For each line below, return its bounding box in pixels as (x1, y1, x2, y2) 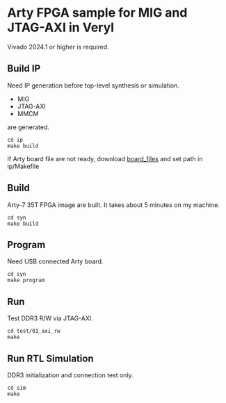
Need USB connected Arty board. (7, 257, 104, 265)
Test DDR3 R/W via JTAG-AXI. (7, 314, 94, 322)
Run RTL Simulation (7, 352, 94, 364)
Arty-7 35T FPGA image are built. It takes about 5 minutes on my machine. (7, 200, 220, 209)
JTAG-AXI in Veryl (7, 19, 115, 35)
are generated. (7, 123, 50, 131)
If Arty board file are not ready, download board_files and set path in (7, 154, 203, 163)
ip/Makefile (7, 162, 40, 170)
